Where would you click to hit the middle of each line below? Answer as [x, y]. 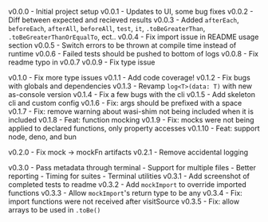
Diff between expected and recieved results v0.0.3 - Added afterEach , [124, 20]
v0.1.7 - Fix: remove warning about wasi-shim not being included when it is [131, 111]
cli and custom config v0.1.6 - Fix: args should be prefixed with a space [125, 103]
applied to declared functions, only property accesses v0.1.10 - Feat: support [134, 128]
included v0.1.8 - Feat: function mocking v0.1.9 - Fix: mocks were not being [131, 120]
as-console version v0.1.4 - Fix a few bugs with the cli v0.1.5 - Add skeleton [132, 94]
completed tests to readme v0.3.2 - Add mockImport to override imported [127, 185]
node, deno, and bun [43, 137]
